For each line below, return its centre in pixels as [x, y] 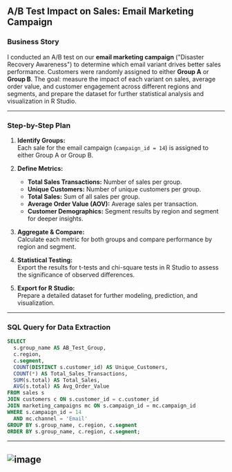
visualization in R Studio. [42, 101]
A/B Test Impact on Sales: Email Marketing [100, 11]
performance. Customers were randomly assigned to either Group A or [108, 71]
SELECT [17, 341]
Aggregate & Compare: [51, 232]
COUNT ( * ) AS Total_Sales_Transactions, [71, 374]
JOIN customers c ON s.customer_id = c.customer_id [83, 399]
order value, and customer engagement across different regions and [104, 86]
